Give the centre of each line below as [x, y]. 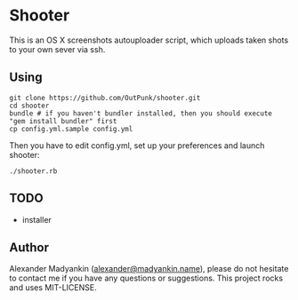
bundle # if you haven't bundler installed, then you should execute [141, 113]
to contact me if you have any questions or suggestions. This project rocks [146, 278]
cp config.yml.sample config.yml [71, 129]
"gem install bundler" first [63, 121]
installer [36, 219]
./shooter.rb [33, 171]
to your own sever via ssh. [57, 49]
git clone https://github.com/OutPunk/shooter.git [105, 98]
